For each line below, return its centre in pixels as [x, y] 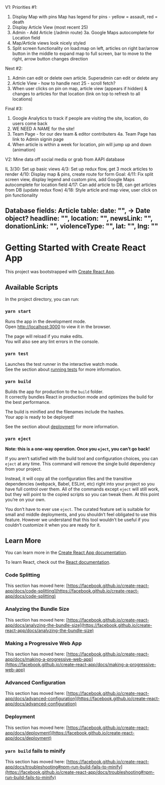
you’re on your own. [25, 500]
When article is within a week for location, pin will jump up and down [82, 145]
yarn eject [18, 439]
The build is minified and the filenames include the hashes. [65, 412]
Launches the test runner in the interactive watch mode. [62, 364]
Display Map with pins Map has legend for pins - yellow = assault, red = [85, 17]
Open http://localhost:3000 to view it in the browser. [58, 327]
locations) [22, 99]
